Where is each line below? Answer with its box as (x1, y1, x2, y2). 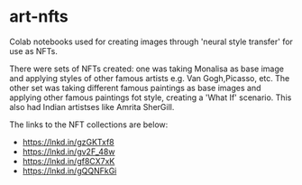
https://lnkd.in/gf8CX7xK (22, 155, 115, 166)
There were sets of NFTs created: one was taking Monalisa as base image (9, 63, 284, 74)
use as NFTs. (9, 45, 59, 56)
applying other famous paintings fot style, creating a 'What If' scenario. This (9, 92, 292, 103)
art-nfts (9, 6, 69, 27)
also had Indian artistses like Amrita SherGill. (9, 101, 175, 112)
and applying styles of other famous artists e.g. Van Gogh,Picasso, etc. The (9, 72, 290, 83)
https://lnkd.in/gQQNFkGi (22, 165, 117, 176)
